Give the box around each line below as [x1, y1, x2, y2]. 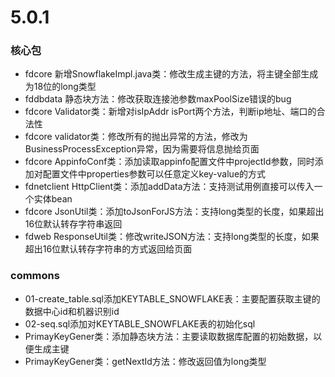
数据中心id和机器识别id [24, 305, 120, 317]
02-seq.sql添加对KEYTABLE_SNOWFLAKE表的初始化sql [24, 317, 256, 330]
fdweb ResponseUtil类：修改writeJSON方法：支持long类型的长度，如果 [24, 231, 320, 243]
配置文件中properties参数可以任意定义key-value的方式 [42, 168, 267, 180]
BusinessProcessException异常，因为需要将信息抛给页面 [24, 143, 260, 155]
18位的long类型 [33, 81, 97, 93]
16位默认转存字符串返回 [24, 218, 123, 230]
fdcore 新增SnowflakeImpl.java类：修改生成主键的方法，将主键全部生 [24, 68, 310, 80]
